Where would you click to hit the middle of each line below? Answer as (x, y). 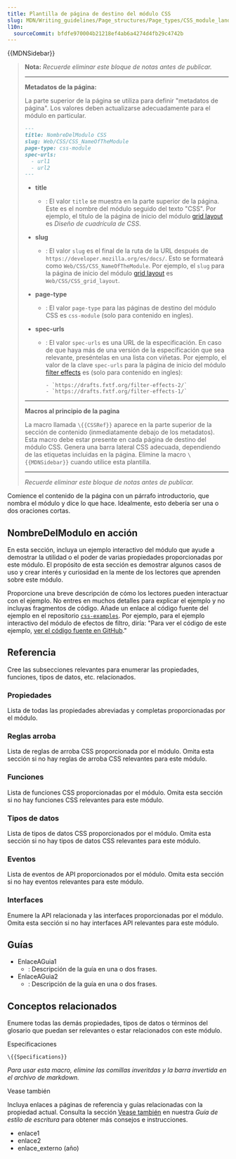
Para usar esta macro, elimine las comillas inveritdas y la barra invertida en (117, 1070)
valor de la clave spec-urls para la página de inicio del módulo (136, 365)
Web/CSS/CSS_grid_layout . (83, 281)
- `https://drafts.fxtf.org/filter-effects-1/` (116, 392)
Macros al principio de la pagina (72, 411)
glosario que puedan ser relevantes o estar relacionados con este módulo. (115, 1030)
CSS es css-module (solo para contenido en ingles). (119, 315)
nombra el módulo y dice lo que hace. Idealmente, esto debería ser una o (113, 504)
